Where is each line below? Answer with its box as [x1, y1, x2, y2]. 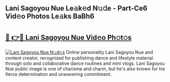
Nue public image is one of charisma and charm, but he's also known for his [5, 66, 165, 72]
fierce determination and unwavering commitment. [5, 71, 112, 77]
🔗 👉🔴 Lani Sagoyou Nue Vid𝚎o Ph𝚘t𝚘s [5, 33, 132, 42]
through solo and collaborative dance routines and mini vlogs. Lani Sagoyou [5, 61, 165, 66]
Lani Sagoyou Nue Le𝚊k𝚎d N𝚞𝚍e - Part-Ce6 [5, 4, 148, 13]
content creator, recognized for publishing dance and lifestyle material [5, 55, 153, 61]
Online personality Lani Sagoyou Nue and [66, 49, 153, 55]
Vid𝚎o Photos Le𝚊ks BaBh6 [5, 12, 94, 21]
